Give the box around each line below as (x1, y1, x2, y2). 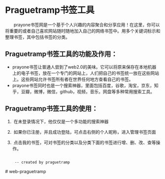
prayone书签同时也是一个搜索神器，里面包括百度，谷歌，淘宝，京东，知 (12, 82, 159, 88)
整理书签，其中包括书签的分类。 (5, 34, 70, 40)
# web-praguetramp (5, 168, 46, 174)
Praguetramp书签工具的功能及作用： (5, 50, 118, 58)
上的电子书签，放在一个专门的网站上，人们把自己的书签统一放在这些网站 (12, 70, 159, 76)
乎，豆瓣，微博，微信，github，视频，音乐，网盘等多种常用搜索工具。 (12, 88, 155, 94)
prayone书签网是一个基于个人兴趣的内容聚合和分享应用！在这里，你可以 (14, 22, 160, 28)
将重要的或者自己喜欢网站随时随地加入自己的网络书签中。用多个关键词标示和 (5, 28, 161, 34)
